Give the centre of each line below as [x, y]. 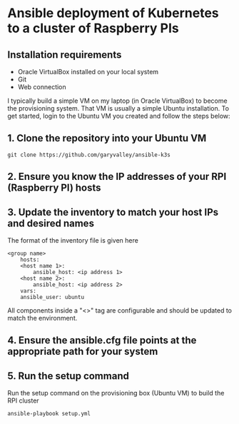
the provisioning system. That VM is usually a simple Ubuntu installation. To [118, 108]
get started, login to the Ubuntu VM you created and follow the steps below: [119, 116]
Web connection [42, 87]
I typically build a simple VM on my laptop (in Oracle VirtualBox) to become [117, 101]
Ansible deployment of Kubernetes [113, 13]
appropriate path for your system [83, 352]
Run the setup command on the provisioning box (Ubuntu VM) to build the [116, 393]
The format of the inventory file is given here [73, 241]
